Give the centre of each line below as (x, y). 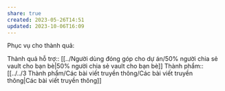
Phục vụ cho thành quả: (41, 46)
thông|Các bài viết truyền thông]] (54, 81)
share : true (24, 13)
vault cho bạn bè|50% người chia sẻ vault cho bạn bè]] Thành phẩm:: (106, 66)
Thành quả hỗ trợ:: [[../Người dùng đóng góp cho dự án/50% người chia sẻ (112, 59)
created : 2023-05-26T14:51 (46, 20)
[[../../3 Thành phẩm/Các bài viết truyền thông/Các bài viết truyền (100, 73)
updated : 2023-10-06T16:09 (46, 26)
